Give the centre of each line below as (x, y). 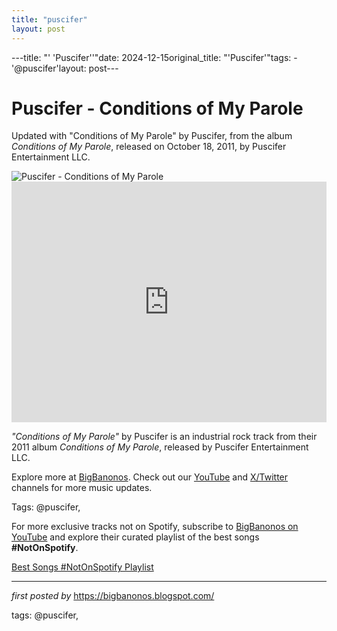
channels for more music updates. (82, 488)
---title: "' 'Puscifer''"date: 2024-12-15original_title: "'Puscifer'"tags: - (154, 57)
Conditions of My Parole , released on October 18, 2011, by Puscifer (149, 147)
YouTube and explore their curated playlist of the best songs (135, 537)
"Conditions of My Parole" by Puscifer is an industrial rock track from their (164, 437)
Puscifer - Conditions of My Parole (157, 108)
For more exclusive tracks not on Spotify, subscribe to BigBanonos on (155, 527)
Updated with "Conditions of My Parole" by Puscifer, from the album (152, 136)
